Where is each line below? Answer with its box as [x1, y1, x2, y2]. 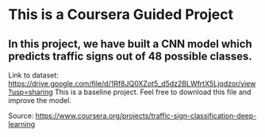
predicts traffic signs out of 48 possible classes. [8, 49, 252, 63]
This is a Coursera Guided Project [8, 6, 234, 24]
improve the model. [8, 96, 71, 105]
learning [8, 120, 36, 128]
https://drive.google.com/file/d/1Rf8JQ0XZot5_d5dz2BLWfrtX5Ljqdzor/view [8, 79, 256, 88]
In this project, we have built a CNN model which [8, 37, 252, 51]
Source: [8, 111, 34, 120]
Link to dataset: [8, 70, 60, 80]
